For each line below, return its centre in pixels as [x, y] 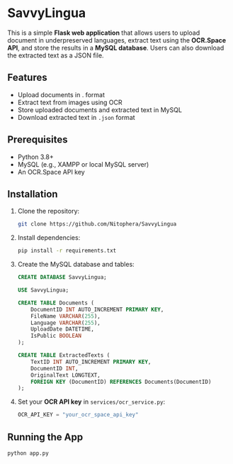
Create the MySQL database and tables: [76, 265]
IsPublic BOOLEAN [56, 336]
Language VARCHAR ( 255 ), [66, 323]
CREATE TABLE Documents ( [56, 303]
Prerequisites [38, 140]
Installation [33, 194]
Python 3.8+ [36, 157]
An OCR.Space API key [51, 172]
